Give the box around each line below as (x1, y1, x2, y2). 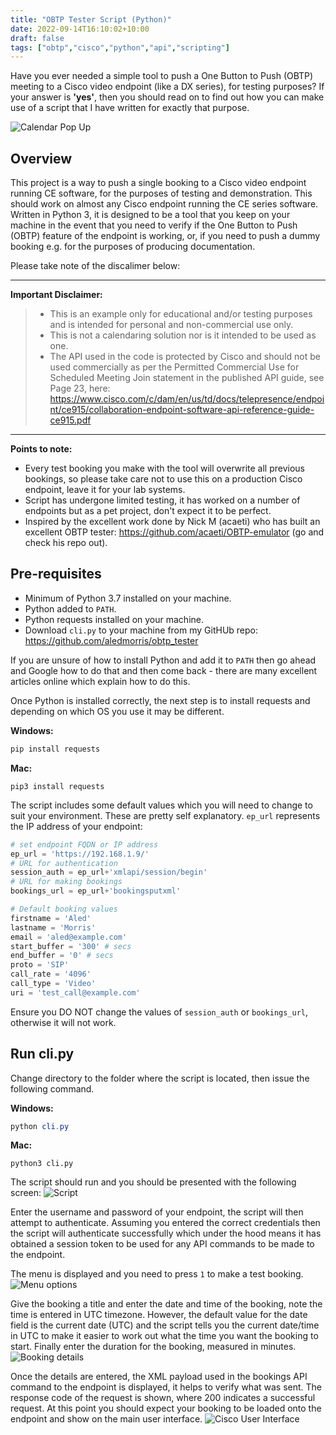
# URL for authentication (10, 858, 118, 868)
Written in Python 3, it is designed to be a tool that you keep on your (10, 209, 291, 221)
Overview (10, 150, 73, 167)
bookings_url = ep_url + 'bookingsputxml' (10, 886, 182, 896)
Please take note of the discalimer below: (10, 260, 181, 272)
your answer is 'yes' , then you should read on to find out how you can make (10, 91, 325, 103)
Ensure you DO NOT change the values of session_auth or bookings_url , (10, 1006, 309, 1018)
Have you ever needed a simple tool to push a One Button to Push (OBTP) (10, 70, 314, 82)
